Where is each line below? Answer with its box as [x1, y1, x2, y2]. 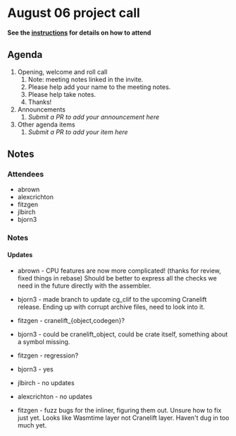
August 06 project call [7, 5, 141, 21]
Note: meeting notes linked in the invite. [27, 75, 144, 83]
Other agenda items [17, 120, 75, 129]
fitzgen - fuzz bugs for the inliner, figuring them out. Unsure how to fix [17, 406, 222, 414]
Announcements [17, 105, 66, 114]
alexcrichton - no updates [17, 392, 93, 401]
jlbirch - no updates [17, 378, 75, 387]
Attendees [7, 170, 44, 179]
